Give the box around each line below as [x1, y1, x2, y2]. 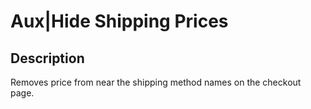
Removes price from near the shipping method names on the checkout [10, 76, 302, 88]
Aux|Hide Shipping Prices [10, 10, 229, 33]
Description [10, 50, 85, 67]
